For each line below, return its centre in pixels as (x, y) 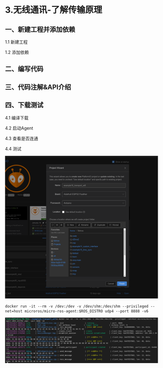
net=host (14, 311)
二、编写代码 (24, 69)
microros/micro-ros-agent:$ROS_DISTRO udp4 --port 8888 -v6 (87, 311)
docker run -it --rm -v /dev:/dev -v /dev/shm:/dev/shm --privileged (77, 306)
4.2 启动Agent (19, 128)
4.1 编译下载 (17, 117)
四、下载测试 (24, 105)
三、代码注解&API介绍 (38, 87)
